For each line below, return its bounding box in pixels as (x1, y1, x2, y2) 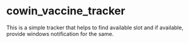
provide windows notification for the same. (6, 30, 114, 37)
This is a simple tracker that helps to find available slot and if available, (6, 24, 184, 31)
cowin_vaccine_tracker (6, 4, 126, 18)
